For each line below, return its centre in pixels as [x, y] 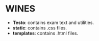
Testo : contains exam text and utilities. [53, 22]
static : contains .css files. [40, 27]
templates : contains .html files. [45, 33]
